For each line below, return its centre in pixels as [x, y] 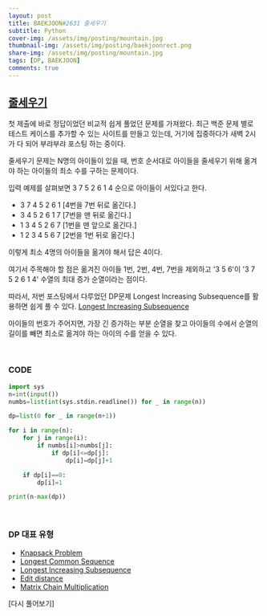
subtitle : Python [37, 31]
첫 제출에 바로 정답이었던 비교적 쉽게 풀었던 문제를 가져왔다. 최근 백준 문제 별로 [131, 123]
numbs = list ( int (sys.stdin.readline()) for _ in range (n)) [107, 402]
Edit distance [41, 578]
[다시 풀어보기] [31, 603]
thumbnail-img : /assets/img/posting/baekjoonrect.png [100, 46]
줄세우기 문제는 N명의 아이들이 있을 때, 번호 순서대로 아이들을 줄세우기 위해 [125, 161]
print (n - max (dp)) [37, 497]
